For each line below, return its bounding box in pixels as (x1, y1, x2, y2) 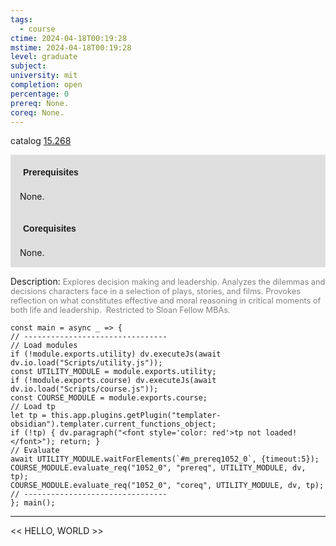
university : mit (10, 71, 78, 81)
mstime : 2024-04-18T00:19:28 (10, 42, 132, 53)
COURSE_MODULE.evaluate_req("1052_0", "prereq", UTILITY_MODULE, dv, (10, 463, 307, 473)
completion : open (10, 80, 83, 90)
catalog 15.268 (10, 135, 72, 147)
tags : (10, 14, 33, 25)
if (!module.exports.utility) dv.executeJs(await (10, 349, 222, 360)
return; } (59, 437, 101, 447)
